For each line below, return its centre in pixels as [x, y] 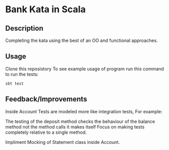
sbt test [15, 83]
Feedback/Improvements [46, 99]
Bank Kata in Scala [45, 9]
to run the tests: [22, 74]
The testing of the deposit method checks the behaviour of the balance [80, 121]
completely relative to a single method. [46, 132]
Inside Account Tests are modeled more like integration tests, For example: [84, 111]
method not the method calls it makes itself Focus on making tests [75, 127]
